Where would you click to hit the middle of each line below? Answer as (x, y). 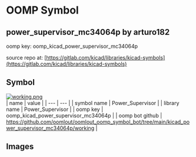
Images (20, 147)
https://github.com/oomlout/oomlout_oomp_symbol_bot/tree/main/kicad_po (98, 122)
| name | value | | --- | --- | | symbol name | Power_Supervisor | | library (93, 103)
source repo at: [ (26, 58)
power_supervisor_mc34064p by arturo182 (88, 32)
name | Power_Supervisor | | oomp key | (55, 109)
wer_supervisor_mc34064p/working (50, 128)
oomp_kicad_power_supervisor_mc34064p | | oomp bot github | (84, 115)
